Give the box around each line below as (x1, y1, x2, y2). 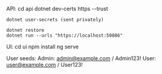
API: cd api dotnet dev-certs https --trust (6, 5, 109, 12)
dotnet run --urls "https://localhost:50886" (6, 32, 123, 39)
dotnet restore (6, 27, 45, 33)
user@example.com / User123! (6, 61, 83, 68)
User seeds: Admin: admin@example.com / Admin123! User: (6, 55, 156, 62)
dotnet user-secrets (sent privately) (6, 17, 104, 23)
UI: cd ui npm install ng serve (6, 43, 79, 50)
